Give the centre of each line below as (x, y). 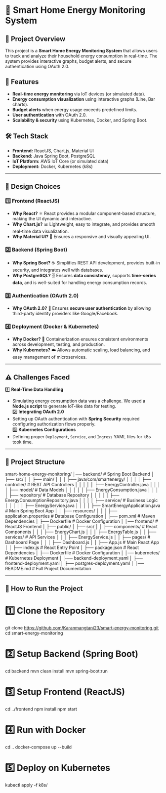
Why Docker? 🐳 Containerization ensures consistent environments (80, 339)
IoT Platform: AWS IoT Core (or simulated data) (60, 161)
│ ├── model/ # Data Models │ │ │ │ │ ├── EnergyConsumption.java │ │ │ (82, 490)
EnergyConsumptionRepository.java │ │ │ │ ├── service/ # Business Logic (82, 500)
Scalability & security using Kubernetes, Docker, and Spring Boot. (80, 120)
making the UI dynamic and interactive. (52, 219)
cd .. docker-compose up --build (39, 747)
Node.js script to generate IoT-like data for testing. (64, 406)
